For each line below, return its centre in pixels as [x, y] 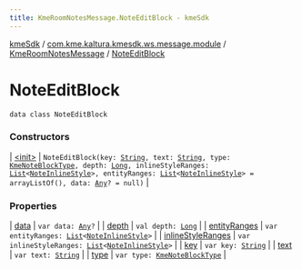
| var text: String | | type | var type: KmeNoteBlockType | [118, 254]
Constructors [40, 137]
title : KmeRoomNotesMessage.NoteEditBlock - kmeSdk [109, 18]
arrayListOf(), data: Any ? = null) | [79, 182]
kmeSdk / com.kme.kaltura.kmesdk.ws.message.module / [118, 44]
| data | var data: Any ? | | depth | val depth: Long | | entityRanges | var [144, 226]
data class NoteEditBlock [58, 115]
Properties [33, 205]
